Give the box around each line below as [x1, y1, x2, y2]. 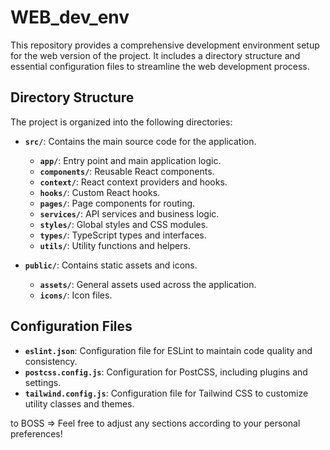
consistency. [24, 355, 78, 367]
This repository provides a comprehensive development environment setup [10, 39, 320, 51]
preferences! [10, 427, 63, 440]
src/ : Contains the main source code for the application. [24, 135, 257, 147]
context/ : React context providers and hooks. [39, 176, 228, 188]
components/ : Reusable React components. [39, 165, 215, 177]
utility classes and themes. [24, 397, 135, 410]
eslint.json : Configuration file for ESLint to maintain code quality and [24, 344, 313, 356]
